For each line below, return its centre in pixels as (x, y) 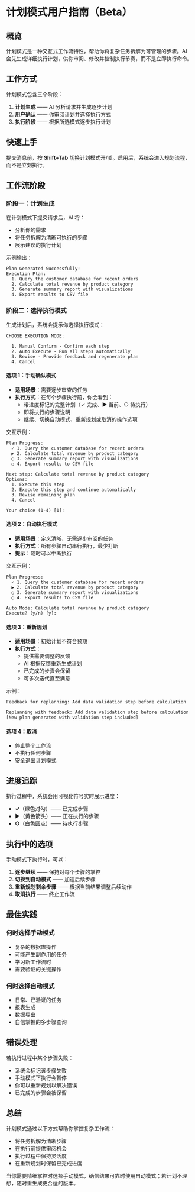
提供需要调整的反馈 (47, 656)
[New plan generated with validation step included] (72, 718)
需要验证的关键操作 (38, 969)
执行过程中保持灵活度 (40, 1156)
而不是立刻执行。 (27, 165)
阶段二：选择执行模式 (36, 311)
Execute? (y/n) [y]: (32, 613)
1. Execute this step (38, 484)
